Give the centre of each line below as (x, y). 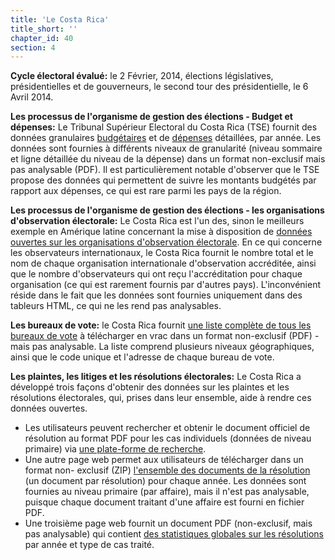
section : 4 (33, 47)
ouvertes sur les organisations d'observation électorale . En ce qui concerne (166, 242)
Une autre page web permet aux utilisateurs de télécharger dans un (164, 460)
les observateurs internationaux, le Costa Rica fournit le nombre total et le (162, 253)
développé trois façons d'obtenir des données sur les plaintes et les (150, 387)
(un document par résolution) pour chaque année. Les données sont (165, 481)
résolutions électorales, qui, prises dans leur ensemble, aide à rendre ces (161, 398)
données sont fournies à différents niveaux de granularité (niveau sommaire (166, 148)
